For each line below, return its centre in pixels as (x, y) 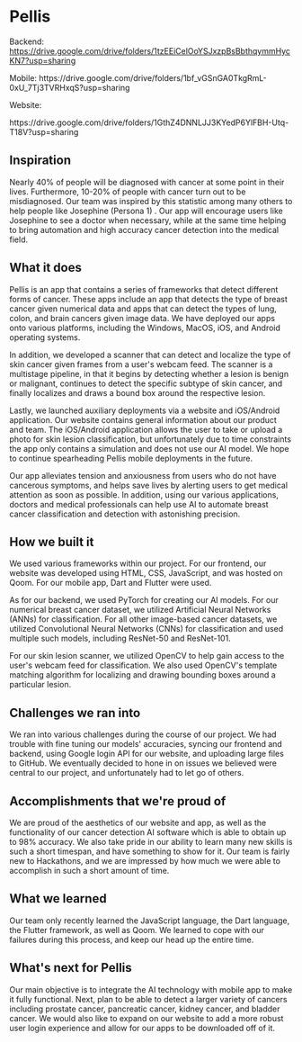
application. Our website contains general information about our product (143, 419)
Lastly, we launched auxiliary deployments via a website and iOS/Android (145, 410)
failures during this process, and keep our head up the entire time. (132, 939)
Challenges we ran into (75, 713)
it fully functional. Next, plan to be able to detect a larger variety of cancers (148, 999)
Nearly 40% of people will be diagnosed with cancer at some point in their (147, 182)
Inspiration (40, 161)
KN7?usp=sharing (43, 60)
